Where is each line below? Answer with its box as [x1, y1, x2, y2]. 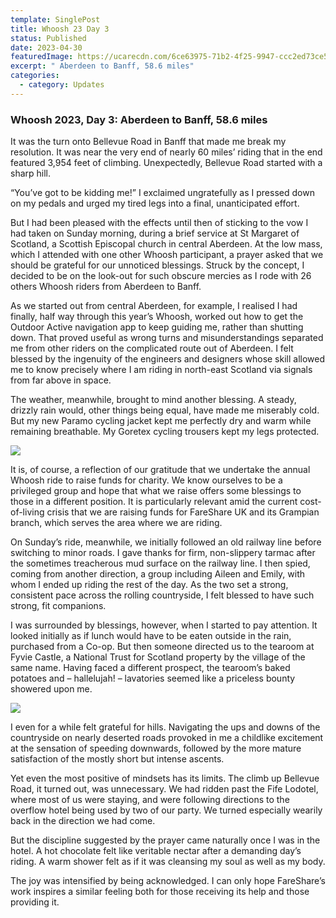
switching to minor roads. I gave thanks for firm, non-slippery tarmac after [10, 547, 316, 559]
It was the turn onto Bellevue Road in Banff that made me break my [10, 136, 287, 148]
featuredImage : [10, 52, 74, 62]
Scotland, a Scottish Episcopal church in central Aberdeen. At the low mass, [10, 238, 323, 250]
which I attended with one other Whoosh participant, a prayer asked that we [10, 249, 324, 261]
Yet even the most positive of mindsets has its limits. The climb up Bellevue [10, 772, 320, 785]
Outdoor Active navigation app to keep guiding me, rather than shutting [10, 321, 304, 333]
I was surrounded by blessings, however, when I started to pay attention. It [10, 619, 318, 631]
